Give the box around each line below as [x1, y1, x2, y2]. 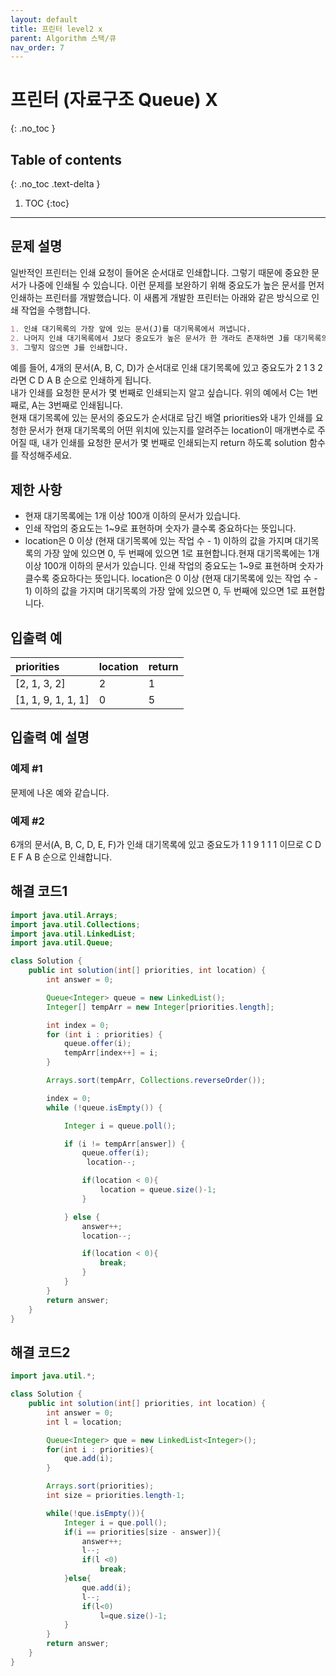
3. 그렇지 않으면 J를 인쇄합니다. [10, 342, 129, 353]
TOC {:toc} [24, 197, 70, 209]
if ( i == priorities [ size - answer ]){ [63, 1527, 222, 1537]
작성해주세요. [20, 449, 73, 461]
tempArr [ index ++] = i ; [63, 1048, 159, 1058]
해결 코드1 [10, 883, 68, 900]
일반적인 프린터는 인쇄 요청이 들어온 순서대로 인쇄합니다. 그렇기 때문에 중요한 [10, 266, 310, 278]
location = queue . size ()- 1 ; [99, 1185, 217, 1195]
